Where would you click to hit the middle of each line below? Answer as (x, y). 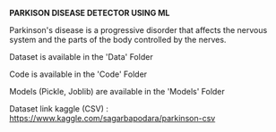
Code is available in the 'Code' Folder (78, 74)
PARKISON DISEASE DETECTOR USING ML (90, 13)
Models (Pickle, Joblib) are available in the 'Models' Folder (117, 91)
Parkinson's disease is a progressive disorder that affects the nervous (138, 30)
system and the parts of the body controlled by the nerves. (118, 40)
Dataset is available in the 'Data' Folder (82, 57)
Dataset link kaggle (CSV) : (59, 109)
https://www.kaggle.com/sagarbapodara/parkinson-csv (112, 118)
